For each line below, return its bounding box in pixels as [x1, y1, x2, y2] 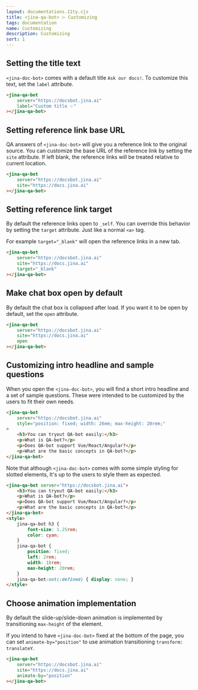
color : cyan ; [27, 532, 60, 538]
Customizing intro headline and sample [6, 360, 154, 371]
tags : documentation [6, 20, 58, 26]
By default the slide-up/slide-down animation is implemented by [6, 614, 163, 622]
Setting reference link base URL [6, 125, 126, 135]
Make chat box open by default [6, 288, 123, 298]
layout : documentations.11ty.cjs [6, 8, 89, 15]
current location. [6, 160, 47, 167]
